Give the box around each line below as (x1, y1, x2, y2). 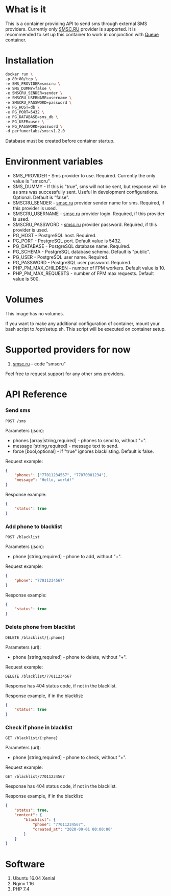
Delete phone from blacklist (5, 624, 76, 631)
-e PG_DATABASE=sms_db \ (5, 114, 58, 120)
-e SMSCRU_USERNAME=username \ (5, 96, 72, 101)
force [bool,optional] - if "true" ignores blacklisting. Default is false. (12, 448, 154, 454)
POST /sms (5, 418, 27, 424)
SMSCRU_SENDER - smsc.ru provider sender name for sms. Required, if (12, 200, 165, 206)
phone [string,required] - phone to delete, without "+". (12, 654, 127, 660)
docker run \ (5, 72, 33, 77)
